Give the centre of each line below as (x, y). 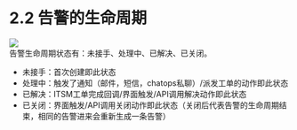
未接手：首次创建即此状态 (69, 72)
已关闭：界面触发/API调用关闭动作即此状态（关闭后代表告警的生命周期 (151, 105)
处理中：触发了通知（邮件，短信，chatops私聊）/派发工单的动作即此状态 (155, 83)
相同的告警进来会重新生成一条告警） (104, 116)
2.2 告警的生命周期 (78, 18)
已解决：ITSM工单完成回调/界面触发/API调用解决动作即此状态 (134, 94)
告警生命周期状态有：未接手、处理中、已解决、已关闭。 (110, 53)
